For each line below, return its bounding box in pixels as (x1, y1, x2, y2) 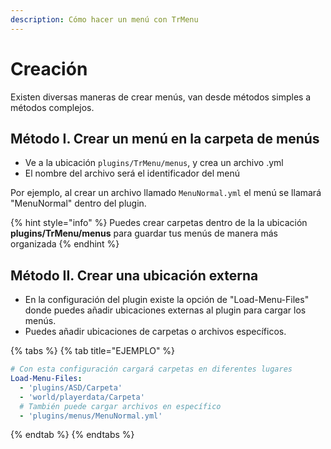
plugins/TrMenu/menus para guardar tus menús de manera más (10, 227, 278, 240)
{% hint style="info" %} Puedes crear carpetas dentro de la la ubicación (10, 217, 308, 229)
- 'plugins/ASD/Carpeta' (19, 382, 123, 393)
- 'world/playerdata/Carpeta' (19, 392, 145, 402)
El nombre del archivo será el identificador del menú (24, 167, 240, 180)
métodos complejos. (10, 101, 95, 113)
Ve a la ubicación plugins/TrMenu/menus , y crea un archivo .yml (24, 157, 284, 169)
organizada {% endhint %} (10, 238, 120, 250)
